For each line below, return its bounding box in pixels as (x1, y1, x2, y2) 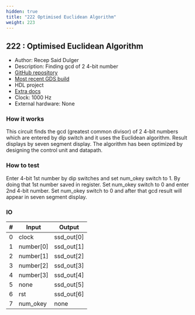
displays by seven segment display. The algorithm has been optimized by (6, 141, 183, 148)
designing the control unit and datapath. (6, 147, 103, 154)
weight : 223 (6, 19, 35, 25)
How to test (6, 162, 40, 170)
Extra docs (14, 88, 41, 95)
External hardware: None (14, 100, 75, 107)
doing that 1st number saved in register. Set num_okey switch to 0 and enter (6, 181, 189, 188)
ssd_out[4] (54, 271, 84, 279)
